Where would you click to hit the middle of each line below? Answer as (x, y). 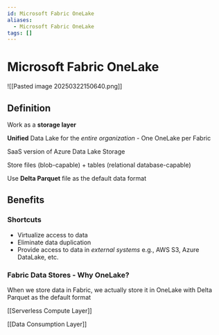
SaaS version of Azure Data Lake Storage (66, 152)
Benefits (26, 200)
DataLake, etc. (38, 257)
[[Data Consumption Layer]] (47, 324)
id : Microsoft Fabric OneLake (51, 13)
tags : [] (20, 33)
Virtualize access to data (52, 235)
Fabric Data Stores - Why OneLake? (68, 275)
